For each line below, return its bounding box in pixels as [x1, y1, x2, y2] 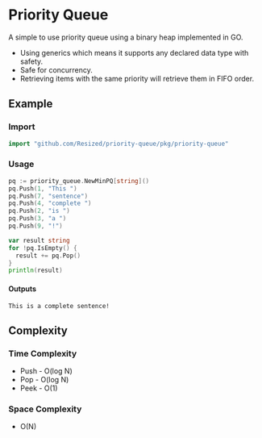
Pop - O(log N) [19, 375, 69, 385]
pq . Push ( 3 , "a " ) [8, 215, 67, 223]
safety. [19, 56, 44, 66]
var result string [8, 236, 70, 244]
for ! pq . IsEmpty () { [8, 244, 78, 252]
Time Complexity [8, 348, 77, 359]
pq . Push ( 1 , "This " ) [8, 184, 78, 193]
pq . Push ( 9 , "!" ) [8, 222, 63, 231]
